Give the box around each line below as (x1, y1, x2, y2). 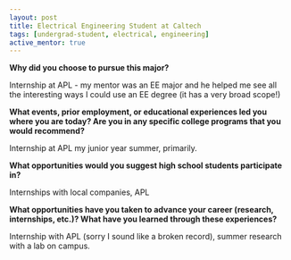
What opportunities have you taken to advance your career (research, (9, 205, 274, 215)
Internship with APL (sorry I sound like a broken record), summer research (9, 231, 282, 242)
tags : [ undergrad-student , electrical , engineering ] (9, 29, 210, 38)
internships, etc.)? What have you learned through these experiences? (9, 214, 278, 224)
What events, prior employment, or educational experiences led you (9, 106, 268, 117)
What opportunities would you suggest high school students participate (9, 160, 283, 171)
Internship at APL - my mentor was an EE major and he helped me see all (9, 80, 278, 90)
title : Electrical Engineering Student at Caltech (9, 21, 202, 30)
